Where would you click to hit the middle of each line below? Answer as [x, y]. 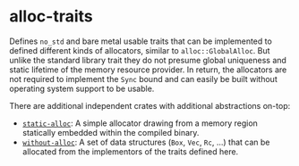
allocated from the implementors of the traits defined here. [130, 151]
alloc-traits [51, 17]
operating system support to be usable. [82, 88]
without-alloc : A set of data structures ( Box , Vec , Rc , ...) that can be [146, 142]
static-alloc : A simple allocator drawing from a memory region [140, 123]
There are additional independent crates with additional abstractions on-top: [150, 105]
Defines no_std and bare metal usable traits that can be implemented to [141, 41]
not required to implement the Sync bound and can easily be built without [143, 79]
